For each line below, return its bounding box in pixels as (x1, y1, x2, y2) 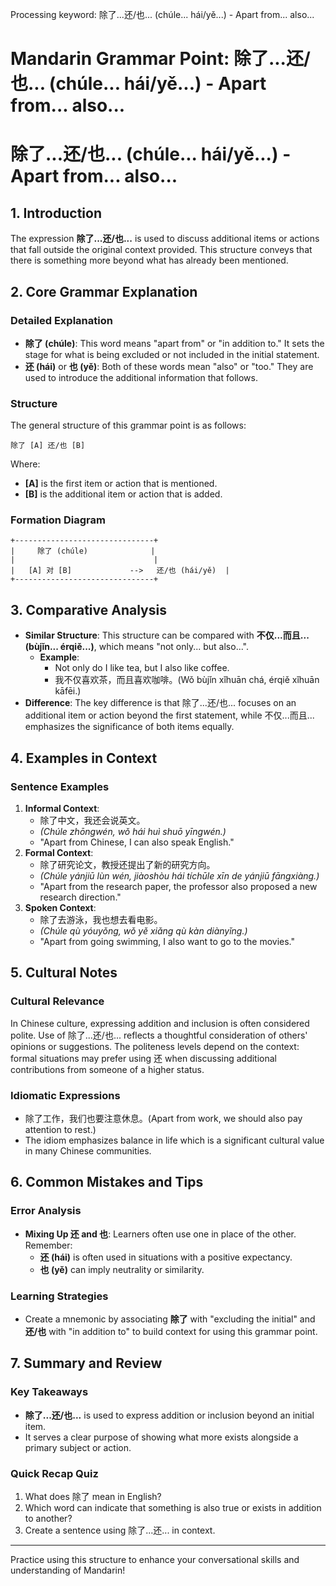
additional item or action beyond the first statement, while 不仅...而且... (24, 709, 315, 722)
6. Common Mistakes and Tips (10, 1174, 204, 1191)
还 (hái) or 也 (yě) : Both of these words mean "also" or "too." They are (24, 360, 314, 372)
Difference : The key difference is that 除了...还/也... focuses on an (24, 697, 297, 709)
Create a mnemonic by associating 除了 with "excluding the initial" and (24, 1313, 316, 1325)
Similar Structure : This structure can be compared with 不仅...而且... (24, 629, 310, 642)
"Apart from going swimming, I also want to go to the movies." (39, 935, 296, 947)
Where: (10, 458, 41, 470)
